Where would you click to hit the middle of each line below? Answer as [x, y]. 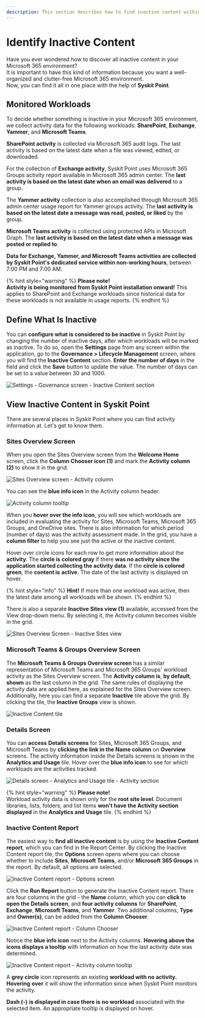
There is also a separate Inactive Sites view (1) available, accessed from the [102, 609]
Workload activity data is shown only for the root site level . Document [94, 799]
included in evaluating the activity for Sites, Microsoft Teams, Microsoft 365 [101, 522]
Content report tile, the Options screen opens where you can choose [93, 854]
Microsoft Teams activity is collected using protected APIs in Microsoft [96, 231]
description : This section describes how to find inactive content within [103, 12]
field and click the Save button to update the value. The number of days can [102, 367]
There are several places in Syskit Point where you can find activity [91, 419]
